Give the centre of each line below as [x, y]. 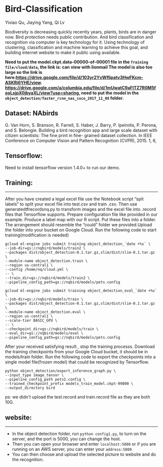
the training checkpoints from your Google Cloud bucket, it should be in [76, 352]
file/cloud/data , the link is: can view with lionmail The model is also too [79, 67]
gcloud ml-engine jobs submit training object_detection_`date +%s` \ [78, 244]
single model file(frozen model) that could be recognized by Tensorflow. [77, 362]
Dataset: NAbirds [32, 113]
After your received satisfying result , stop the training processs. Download [80, 346]
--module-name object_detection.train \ [47, 261]
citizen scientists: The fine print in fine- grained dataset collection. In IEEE [79, 135]
